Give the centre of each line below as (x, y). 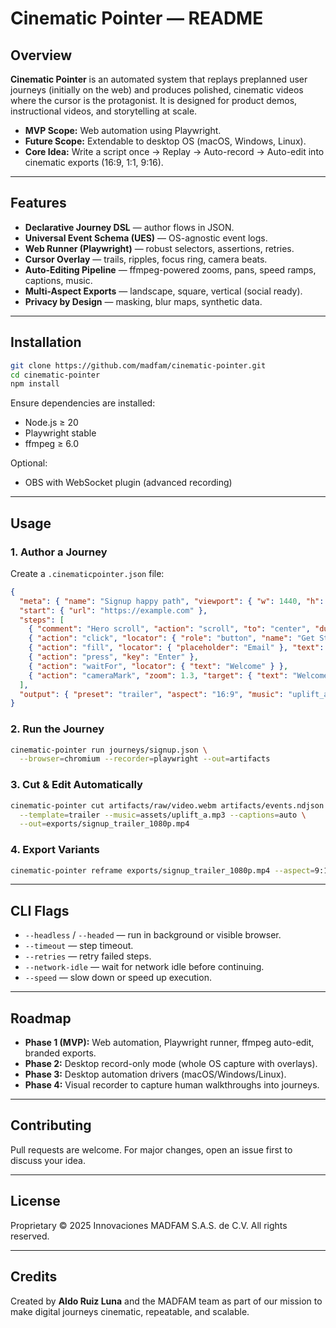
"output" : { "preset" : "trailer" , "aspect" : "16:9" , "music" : (151, 694)
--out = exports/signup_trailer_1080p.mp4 (104, 824)
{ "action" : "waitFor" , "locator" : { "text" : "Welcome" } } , (158, 666)
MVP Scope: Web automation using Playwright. (123, 130)
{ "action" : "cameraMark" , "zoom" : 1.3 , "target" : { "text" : (158, 675)
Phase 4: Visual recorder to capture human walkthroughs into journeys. (172, 1085)
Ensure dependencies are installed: (83, 403)
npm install (35, 384)
